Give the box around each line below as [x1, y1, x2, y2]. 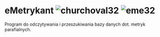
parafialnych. [4, 26, 32, 32]
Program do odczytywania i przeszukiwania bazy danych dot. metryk [4, 21, 146, 27]
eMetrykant [4, 5, 54, 16]
